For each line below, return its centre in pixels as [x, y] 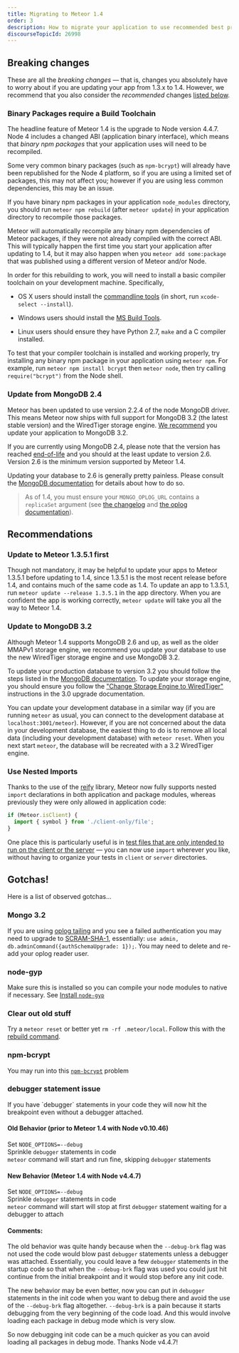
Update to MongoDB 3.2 [50, 627]
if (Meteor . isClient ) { [43, 815]
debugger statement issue [54, 1089]
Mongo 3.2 [27, 915]
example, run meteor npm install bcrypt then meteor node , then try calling [117, 369]
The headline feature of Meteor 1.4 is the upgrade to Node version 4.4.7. [113, 129]
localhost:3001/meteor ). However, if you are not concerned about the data [117, 722]
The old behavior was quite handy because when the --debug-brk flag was [117, 1246]
